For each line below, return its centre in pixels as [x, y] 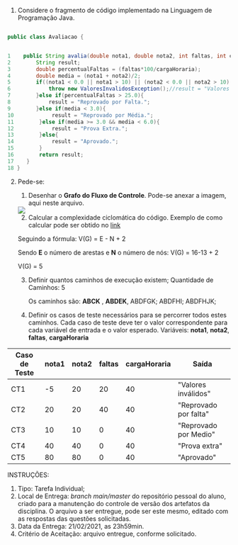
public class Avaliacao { [45, 37]
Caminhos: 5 [46, 287]
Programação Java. [46, 18]
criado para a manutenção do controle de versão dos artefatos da [114, 503]
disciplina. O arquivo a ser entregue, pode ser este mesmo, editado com [123, 511]
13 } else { [33, 135]
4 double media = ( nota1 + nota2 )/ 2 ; [74, 76]
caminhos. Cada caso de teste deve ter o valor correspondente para [128, 322]
